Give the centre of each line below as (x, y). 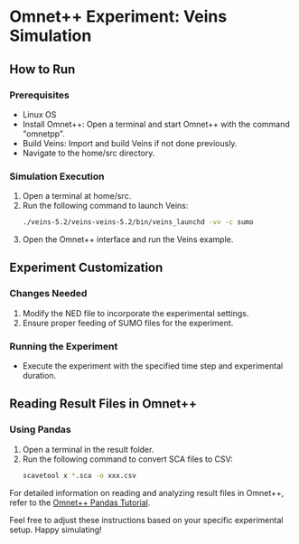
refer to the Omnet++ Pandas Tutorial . (80, 502)
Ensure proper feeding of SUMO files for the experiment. (128, 323)
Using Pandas (41, 429)
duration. (39, 376)
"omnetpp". (44, 134)
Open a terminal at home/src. (77, 196)
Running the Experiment (64, 346)
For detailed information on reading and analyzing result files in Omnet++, (147, 492)
